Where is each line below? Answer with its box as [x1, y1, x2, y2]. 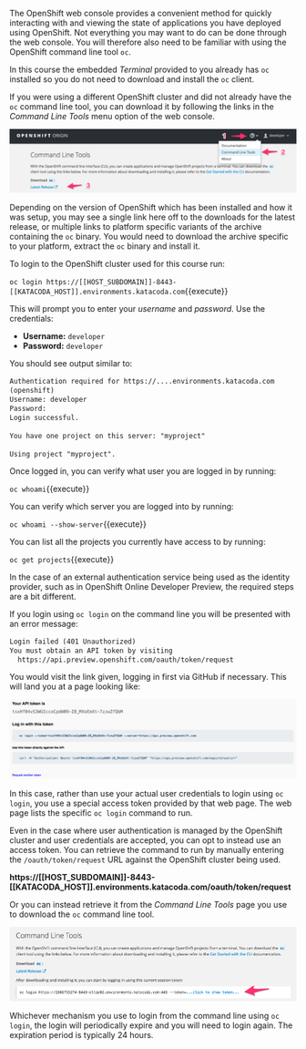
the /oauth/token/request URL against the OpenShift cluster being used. [9, 854, 281, 865]
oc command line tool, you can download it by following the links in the [9, 101, 275, 112]
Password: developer [22, 341, 104, 352]
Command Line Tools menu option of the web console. [9, 111, 216, 121]
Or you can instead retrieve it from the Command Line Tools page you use [9, 899, 288, 910]
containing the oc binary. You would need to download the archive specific [9, 231, 289, 242]
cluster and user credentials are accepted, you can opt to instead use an [9, 834, 281, 846]
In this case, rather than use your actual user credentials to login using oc [9, 787, 284, 798]
